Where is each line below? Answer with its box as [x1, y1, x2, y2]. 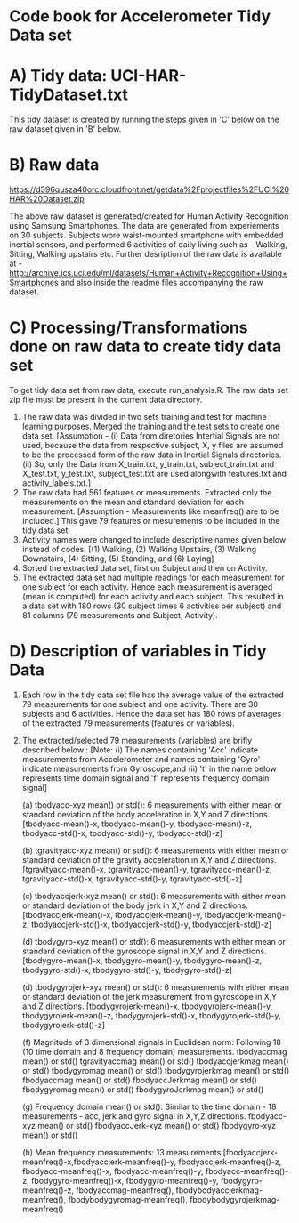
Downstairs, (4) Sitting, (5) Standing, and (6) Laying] [21, 553, 214, 564]
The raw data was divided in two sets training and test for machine [21, 412, 267, 422]
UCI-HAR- [110, 66, 187, 86]
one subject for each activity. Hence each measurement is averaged [21, 582, 273, 592]
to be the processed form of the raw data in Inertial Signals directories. [21, 449, 282, 460]
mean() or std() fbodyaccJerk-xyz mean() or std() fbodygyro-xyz [36, 1120, 277, 1130]
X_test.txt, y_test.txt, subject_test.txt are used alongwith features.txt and [21, 469, 287, 479]
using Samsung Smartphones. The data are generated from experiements [9, 221, 279, 231]
